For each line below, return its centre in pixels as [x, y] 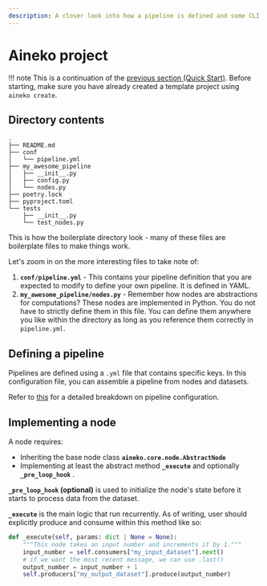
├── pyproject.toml [41, 201]
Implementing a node [62, 422]
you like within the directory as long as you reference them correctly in [137, 320]
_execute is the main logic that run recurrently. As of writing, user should [127, 514]
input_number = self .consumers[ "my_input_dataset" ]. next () [123, 552]
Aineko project [58, 55]
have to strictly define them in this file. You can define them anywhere [136, 311]
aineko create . [33, 95]
